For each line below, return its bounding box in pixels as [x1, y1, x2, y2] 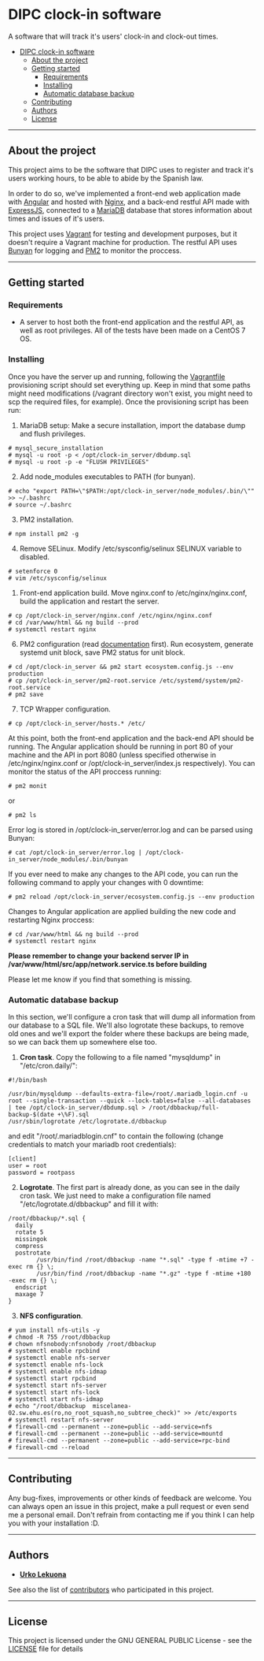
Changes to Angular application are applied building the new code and [8, 906, 236, 916]
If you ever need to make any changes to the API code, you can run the [8, 869, 238, 879]
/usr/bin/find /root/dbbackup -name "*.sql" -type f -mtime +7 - [36, 1256, 255, 1264]
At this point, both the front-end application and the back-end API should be [8, 733, 255, 742]
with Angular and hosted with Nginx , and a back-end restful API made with [8, 197, 250, 206]
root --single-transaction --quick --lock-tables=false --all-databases [8, 1097, 251, 1105]
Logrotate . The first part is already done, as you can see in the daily [19, 1183, 240, 1192]
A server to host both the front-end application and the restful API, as [19, 318, 244, 327]
